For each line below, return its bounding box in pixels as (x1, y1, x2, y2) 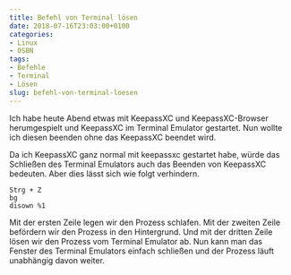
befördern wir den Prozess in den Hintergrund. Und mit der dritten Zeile (9, 226, 273, 237)
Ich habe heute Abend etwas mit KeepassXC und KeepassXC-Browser (9, 113, 269, 124)
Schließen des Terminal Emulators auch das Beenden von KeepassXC (9, 159, 267, 169)
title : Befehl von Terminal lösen (9, 13, 139, 22)
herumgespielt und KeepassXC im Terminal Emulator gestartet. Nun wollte (9, 122, 283, 133)
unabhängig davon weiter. (9, 254, 106, 265)
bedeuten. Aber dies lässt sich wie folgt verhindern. (9, 168, 200, 179)
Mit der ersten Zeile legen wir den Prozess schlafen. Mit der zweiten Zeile (9, 217, 280, 228)
